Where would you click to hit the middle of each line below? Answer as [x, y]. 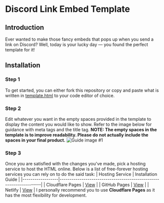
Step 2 [13, 108]
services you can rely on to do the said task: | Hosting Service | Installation [81, 174]
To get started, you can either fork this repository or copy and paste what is [82, 90]
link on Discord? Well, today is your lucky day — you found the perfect [77, 45]
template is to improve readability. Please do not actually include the [77, 135]
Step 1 [13, 79]
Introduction [25, 27]
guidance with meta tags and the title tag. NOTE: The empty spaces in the [81, 129]
